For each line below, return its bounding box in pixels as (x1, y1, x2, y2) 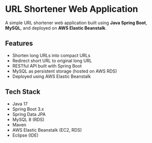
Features (5, 39, 33, 48)
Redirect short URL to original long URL (12, 58, 92, 64)
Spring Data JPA (12, 111, 46, 117)
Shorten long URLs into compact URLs (12, 52, 90, 58)
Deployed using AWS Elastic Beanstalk (12, 73, 91, 79)
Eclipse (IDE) (12, 132, 38, 138)
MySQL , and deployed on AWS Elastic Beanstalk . (5, 25, 107, 31)
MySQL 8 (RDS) (12, 116, 44, 122)
